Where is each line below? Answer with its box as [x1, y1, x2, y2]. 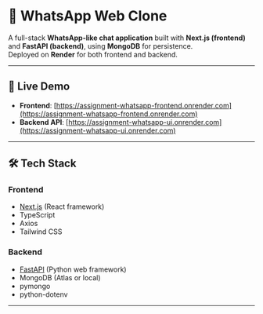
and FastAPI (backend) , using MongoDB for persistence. [8, 41, 193, 50]
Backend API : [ [19, 117, 69, 126]
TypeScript [19, 210, 56, 220]
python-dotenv [19, 290, 68, 299]
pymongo [19, 281, 51, 290]
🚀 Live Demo [8, 80, 70, 93]
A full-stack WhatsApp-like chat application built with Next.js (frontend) [8, 33, 247, 42]
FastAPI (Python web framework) [19, 265, 127, 274]
